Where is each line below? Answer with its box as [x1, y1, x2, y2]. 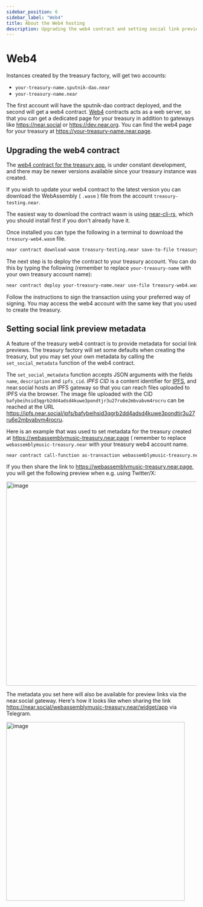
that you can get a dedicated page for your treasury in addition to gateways [6, 115, 195, 122]
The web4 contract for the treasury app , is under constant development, [6, 161, 187, 168]
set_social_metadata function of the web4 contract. [6, 359, 135, 367]
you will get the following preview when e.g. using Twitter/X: [6, 470, 156, 477]
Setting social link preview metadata [6, 324, 146, 334]
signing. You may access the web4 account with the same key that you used [6, 299, 197, 307]
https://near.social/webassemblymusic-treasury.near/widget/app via [6, 703, 177, 711]
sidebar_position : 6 [6, 8, 59, 15]
